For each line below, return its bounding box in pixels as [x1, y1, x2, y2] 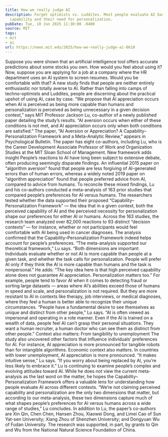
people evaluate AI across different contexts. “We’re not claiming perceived [5, 384, 160, 390]
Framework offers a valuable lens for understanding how [38, 379, 155, 385]
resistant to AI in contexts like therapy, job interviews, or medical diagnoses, [5, 293, 162, 299]
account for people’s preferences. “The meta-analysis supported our [5, 240, 147, 246]
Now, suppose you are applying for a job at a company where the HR [5, 69, 147, 75]
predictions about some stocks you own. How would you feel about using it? [5, 64, 162, 70]
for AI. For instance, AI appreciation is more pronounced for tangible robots [5, 341, 160, 347]
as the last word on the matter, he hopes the [23, 373, 114, 379]
